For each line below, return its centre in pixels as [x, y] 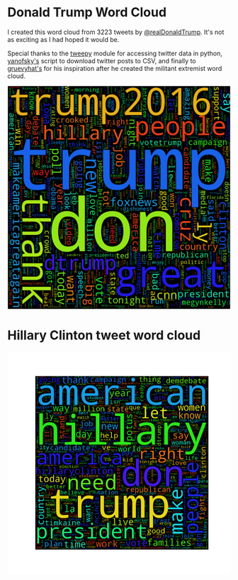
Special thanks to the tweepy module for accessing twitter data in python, [115, 53]
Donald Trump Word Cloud [87, 12]
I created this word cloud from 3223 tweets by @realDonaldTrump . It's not [116, 32]
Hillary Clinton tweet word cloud [104, 335]
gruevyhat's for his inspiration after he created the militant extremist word [115, 68]
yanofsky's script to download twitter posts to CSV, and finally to [102, 60]
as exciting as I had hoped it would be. [63, 39]
